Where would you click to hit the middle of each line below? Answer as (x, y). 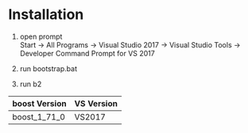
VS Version (96, 103)
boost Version (39, 103)
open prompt (41, 36)
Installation (46, 15)
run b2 (31, 84)
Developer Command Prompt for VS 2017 (87, 53)
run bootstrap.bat (48, 68)
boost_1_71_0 (39, 116)
